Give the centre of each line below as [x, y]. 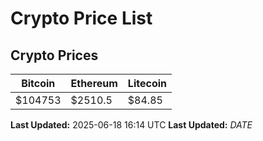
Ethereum [94, 83]
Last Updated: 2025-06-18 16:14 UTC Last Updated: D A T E [131, 125]
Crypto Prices [54, 55]
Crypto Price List [81, 18]
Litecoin [147, 83]
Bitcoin [38, 83]
